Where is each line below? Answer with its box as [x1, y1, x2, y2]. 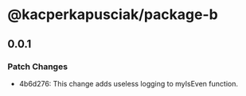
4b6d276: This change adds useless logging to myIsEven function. [18, 79, 238, 88]
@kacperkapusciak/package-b [7, 6, 218, 24]
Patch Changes [7, 61, 68, 72]
